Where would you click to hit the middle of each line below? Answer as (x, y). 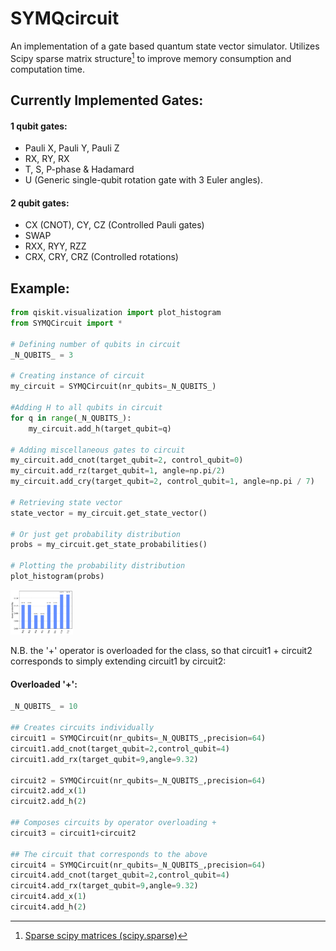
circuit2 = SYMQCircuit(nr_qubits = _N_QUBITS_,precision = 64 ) (138, 780)
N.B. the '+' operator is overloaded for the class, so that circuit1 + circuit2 (161, 651)
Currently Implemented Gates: (107, 100)
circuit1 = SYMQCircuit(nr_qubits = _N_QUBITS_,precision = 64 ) (138, 738)
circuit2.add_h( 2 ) (48, 802)
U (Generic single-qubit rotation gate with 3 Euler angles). (143, 180)
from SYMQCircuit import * (66, 323)
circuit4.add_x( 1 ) (48, 897)
